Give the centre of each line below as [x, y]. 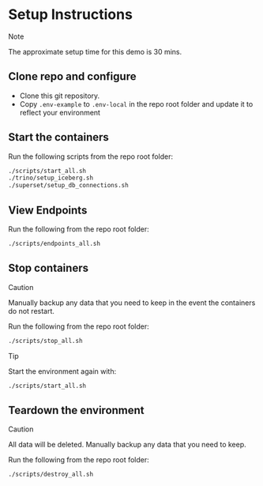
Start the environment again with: [62, 371]
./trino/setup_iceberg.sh [51, 178]
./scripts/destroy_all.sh [51, 475]
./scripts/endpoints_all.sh [54, 243]
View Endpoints [48, 210]
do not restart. [32, 311]
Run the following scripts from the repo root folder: [91, 156]
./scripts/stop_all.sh [45, 341]
